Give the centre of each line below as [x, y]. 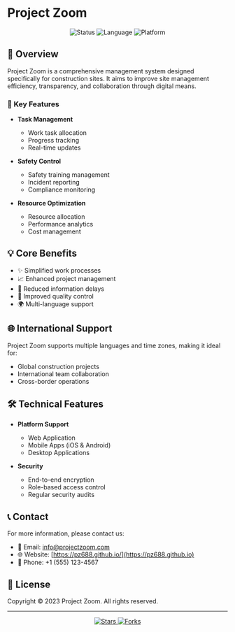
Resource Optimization [51, 203]
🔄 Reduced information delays [61, 289]
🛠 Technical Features [55, 404]
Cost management [55, 231]
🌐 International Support [60, 329]
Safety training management [69, 175]
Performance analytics [60, 224]
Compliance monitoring [62, 189]
